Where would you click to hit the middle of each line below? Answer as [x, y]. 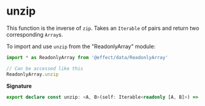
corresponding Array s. [35, 34]
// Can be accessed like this [45, 68]
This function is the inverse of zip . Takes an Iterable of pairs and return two [103, 28]
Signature [19, 86]
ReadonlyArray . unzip [33, 74]
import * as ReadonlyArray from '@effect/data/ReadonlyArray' [87, 57]
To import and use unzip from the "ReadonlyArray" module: [81, 46]
